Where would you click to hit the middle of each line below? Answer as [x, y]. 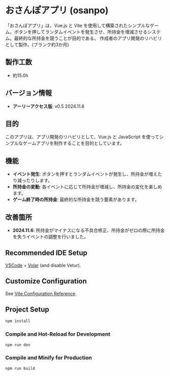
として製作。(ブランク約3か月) [37, 44]
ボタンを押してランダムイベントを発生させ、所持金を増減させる [81, 32]
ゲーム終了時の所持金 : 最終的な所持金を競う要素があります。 [76, 199]
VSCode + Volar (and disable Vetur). [43, 265]
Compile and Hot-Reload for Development [58, 334]
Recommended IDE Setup [46, 253]
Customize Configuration [46, 281]
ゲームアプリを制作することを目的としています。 [74, 143]
